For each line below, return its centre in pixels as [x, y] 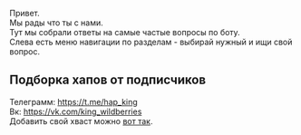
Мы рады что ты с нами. [57, 23]
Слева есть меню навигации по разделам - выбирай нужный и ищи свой [151, 42]
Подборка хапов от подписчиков [108, 80]
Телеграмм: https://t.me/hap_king [73, 101]
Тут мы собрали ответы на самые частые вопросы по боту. [125, 32]
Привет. [25, 13]
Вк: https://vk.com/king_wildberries [76, 111]
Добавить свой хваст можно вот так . [81, 121]
